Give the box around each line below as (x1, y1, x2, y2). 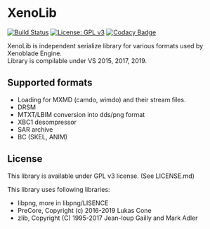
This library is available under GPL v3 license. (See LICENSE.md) (7, 172, 195, 180)
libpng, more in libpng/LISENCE (17, 198, 109, 207)
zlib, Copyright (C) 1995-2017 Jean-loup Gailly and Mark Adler (17, 214, 198, 222)
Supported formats (7, 77, 93, 89)
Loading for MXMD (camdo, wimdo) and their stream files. (17, 95, 186, 104)
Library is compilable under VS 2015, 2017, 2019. (7, 56, 147, 64)
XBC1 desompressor (17, 118, 77, 126)
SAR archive (17, 125, 53, 134)
